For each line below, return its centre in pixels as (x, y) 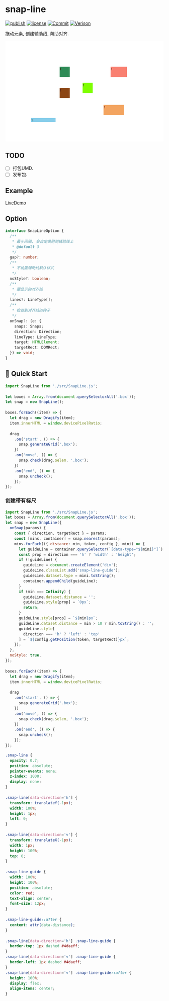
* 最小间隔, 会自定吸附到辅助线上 (43, 241)
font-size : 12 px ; (28, 904)
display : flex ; (26, 983)
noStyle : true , (26, 655)
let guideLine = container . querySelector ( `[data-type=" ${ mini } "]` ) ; (92, 549)
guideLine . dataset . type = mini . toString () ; (69, 576)
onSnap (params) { (28, 528)
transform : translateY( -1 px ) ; (41, 803)
